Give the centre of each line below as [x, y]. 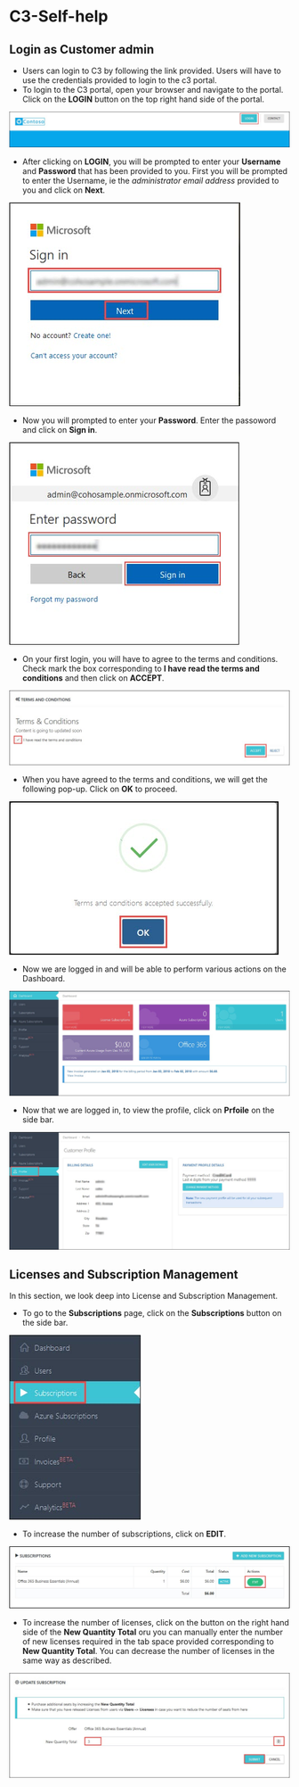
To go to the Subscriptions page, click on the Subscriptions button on [152, 1313]
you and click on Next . [63, 190]
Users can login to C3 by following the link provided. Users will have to [152, 70]
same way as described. [67, 1660]
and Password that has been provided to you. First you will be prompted [154, 170]
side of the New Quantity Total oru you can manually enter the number [152, 1632]
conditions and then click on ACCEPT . [93, 678]
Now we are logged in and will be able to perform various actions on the [154, 969]
